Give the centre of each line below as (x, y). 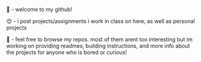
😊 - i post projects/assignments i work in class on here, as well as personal (101, 21)
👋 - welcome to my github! (39, 9)
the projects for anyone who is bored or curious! (67, 52)
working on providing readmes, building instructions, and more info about (98, 46)
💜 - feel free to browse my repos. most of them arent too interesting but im (100, 39)
